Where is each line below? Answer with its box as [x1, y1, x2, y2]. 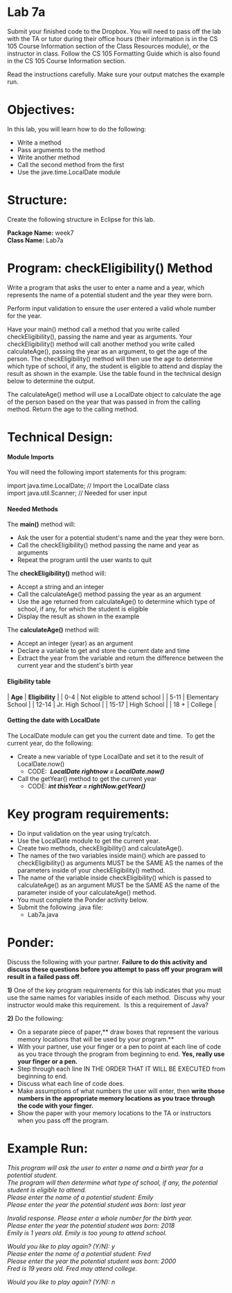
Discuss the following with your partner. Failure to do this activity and [7, 957, 208, 966]
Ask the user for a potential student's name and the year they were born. [17, 534, 225, 542]
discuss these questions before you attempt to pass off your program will [7, 965, 223, 973]
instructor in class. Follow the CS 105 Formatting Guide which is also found [7, 49, 220, 58]
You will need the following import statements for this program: [7, 468, 187, 477]
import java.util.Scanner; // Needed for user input [7, 489, 148, 497]
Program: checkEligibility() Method [7, 261, 213, 276]
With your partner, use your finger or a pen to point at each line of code [17, 1042, 222, 1051]
